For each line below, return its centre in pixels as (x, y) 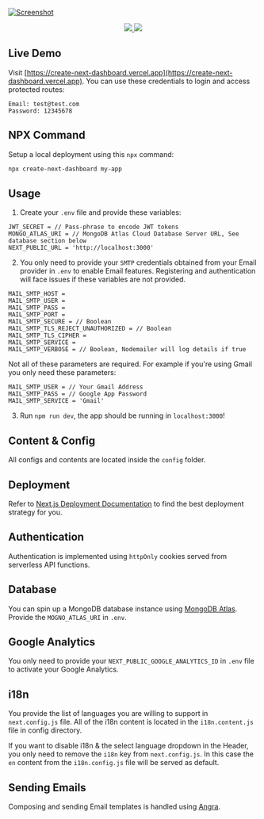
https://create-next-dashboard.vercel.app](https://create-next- (130, 72)
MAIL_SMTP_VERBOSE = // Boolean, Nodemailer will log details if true (127, 350)
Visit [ (18, 72)
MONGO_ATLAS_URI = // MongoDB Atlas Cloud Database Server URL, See (124, 234)
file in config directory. (45, 730)
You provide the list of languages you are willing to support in (108, 714)
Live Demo (35, 54)
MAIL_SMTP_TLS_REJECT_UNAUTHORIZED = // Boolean (90, 329)
